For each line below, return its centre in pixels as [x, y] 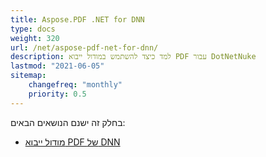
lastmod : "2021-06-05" [57, 66]
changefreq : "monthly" [75, 85]
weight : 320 [35, 38]
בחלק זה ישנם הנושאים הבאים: [68, 122]
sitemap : [28, 76]
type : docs [33, 29]
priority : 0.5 [57, 94]
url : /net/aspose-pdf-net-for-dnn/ [84, 47]
